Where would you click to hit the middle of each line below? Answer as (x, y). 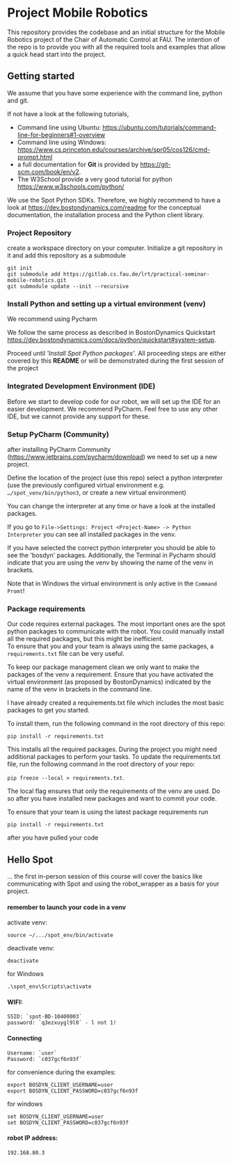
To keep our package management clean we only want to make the (103, 667)
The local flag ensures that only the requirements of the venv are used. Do (114, 791)
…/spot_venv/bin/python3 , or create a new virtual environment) (97, 492)
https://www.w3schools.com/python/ (71, 187)
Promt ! (16, 590)
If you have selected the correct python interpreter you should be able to (111, 547)
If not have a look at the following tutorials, (68, 113)
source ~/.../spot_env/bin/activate (60, 935)
